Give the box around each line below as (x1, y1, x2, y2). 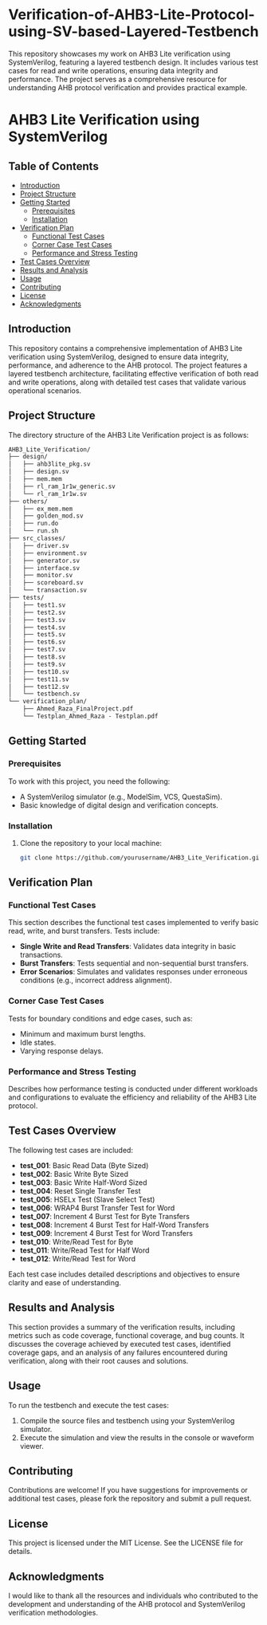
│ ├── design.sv (8, 468, 69, 476)
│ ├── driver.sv (8, 541, 69, 549)
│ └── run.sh (8, 527, 59, 535)
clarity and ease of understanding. (8, 1277, 122, 1287)
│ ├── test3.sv (8, 616, 66, 624)
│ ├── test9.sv (8, 660, 66, 668)
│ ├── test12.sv (8, 683, 69, 691)
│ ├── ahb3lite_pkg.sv (8, 460, 91, 468)
